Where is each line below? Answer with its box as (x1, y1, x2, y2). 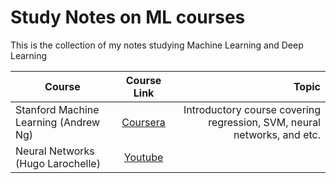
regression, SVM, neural (208, 115, 321, 129)
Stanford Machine (15, 102, 100, 116)
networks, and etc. (233, 127, 321, 141)
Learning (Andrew (15, 115, 101, 129)
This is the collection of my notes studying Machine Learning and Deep (10, 39, 304, 51)
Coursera (121, 115, 166, 129)
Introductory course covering (183, 102, 321, 116)
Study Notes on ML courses (10, 6, 246, 29)
